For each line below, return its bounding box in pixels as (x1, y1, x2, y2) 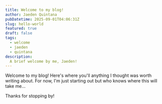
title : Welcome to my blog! (5, 7, 64, 13)
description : (5, 54, 33, 59)
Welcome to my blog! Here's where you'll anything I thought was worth (5, 72, 152, 78)
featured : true (5, 26, 37, 31)
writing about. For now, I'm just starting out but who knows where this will (5, 78, 157, 84)
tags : (5, 36, 17, 41)
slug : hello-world (5, 21, 44, 27)
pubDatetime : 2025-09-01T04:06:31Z (5, 17, 80, 22)
